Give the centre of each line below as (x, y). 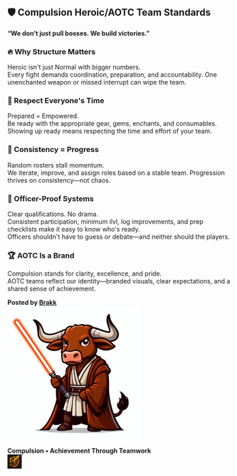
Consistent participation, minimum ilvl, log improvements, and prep (106, 222)
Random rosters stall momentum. (56, 165)
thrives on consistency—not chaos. (59, 180)
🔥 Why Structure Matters (52, 51)
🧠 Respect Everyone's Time (56, 101)
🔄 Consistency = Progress (53, 150)
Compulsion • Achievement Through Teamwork (79, 451)
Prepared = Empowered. (43, 116)
